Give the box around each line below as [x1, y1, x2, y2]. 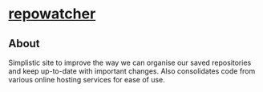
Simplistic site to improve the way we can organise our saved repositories [8, 58, 252, 67]
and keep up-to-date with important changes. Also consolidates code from [8, 66, 256, 76]
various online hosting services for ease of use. [8, 75, 166, 84]
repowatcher [8, 5, 96, 23]
